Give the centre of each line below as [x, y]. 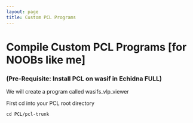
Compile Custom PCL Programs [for [96, 47]
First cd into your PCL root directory [50, 103]
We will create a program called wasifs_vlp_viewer [68, 91]
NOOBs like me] [46, 60]
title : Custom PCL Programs [41, 17]
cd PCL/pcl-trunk [28, 114]
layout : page [22, 12]
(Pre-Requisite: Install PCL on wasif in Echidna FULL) [84, 79]
